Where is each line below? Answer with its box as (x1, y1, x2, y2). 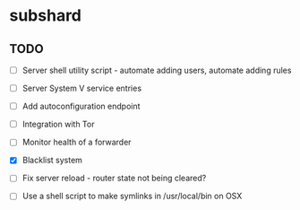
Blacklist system (21, 154, 83, 166)
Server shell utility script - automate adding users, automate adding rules (21, 65, 292, 75)
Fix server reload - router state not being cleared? (21, 172, 207, 184)
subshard (9, 5, 82, 26)
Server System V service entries (21, 83, 141, 94)
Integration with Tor (21, 118, 95, 130)
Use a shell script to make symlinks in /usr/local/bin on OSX (21, 190, 243, 202)
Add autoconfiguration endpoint (21, 101, 141, 112)
